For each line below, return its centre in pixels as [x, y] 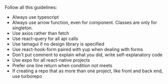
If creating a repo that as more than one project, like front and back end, [88, 71]
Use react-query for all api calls [45, 38]
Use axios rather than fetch [41, 33]
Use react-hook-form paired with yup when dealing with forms [77, 49]
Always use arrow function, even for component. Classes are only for [85, 23]
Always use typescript [35, 17]
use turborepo [27, 76]
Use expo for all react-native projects [51, 60]
